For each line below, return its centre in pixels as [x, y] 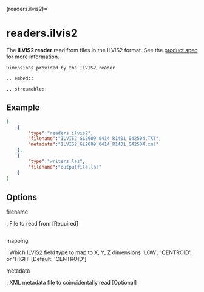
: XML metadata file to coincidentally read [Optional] [72, 283]
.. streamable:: [27, 89]
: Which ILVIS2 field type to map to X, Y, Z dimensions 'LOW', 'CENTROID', [99, 252]
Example [23, 108]
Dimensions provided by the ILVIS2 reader [61, 68]
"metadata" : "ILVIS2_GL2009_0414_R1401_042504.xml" [93, 144]
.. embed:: [20, 78]
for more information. [33, 57]
